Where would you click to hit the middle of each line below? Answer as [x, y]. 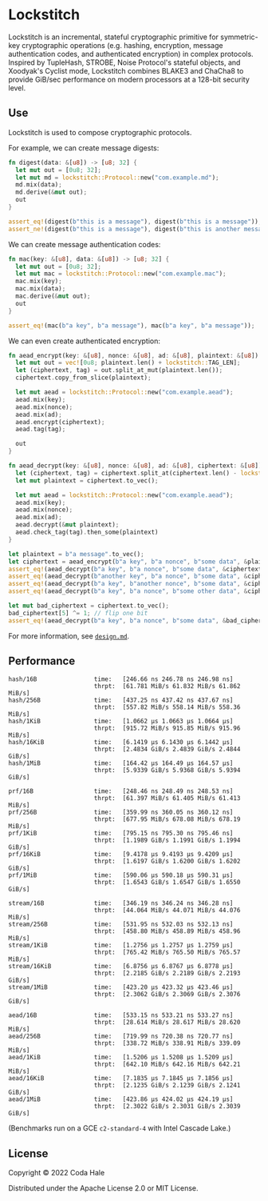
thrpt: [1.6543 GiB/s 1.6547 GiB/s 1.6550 [167, 883]
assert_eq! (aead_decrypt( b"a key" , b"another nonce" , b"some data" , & [128, 584]
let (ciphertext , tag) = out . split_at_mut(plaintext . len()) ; [119, 370]
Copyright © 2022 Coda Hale [57, 1173]
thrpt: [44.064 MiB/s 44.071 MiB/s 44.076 [167, 911]
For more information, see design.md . [69, 636]
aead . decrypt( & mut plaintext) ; [67, 525]
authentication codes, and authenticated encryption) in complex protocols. [131, 54]
